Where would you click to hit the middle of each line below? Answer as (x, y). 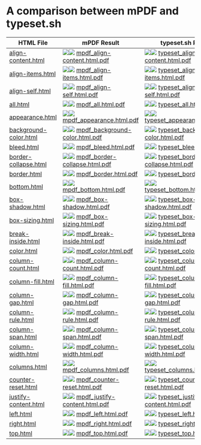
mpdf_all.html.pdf (101, 104)
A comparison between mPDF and (93, 11)
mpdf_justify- (96, 397)
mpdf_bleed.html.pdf (106, 147)
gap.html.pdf (80, 302)
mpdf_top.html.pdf (102, 433)
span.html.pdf (82, 337)
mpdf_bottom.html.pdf (94, 190)
